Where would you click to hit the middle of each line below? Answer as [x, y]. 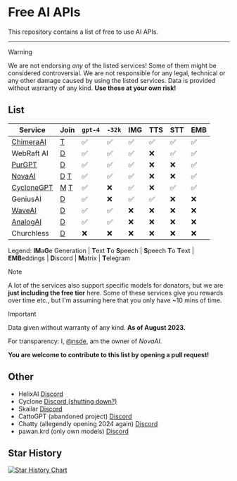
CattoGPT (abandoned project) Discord [75, 416]
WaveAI [24, 210]
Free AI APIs [44, 12]
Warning [20, 52]
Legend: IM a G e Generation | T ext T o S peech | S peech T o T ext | [101, 250]
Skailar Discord [40, 409]
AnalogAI [27, 222]
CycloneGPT [32, 187]
